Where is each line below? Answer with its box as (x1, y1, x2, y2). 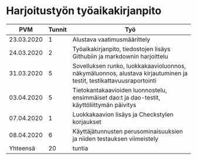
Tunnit (48, 25, 67, 34)
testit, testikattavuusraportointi (72, 76, 157, 85)
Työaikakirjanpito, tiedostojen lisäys (72, 45, 171, 53)
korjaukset (72, 118, 101, 126)
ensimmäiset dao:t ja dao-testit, (72, 93, 161, 101)
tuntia (72, 144, 89, 152)
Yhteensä (9, 144, 35, 152)
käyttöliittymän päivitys (72, 101, 137, 109)
